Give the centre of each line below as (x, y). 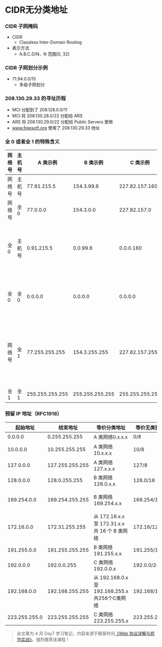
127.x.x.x (104, 469)
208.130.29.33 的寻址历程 (35, 98)
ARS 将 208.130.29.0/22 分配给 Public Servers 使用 (62, 122)
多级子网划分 (32, 84)
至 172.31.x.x (109, 523)
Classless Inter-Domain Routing (50, 42)
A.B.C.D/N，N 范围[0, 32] (44, 54)
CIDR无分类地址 (36, 10)
